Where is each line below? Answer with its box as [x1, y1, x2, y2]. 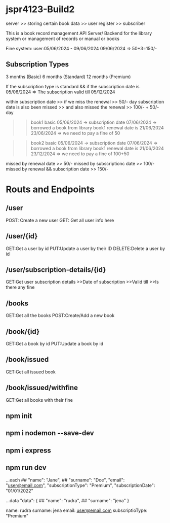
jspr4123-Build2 [6, 4, 75, 15]
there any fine [6, 284, 35, 290]
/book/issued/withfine [6, 383, 78, 392]
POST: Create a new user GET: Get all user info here [6, 217, 114, 223]
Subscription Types [6, 60, 69, 69]
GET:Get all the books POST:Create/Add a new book [6, 312, 115, 319]
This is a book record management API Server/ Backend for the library [6, 30, 152, 36]
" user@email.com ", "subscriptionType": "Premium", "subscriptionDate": [6, 482, 155, 488]
